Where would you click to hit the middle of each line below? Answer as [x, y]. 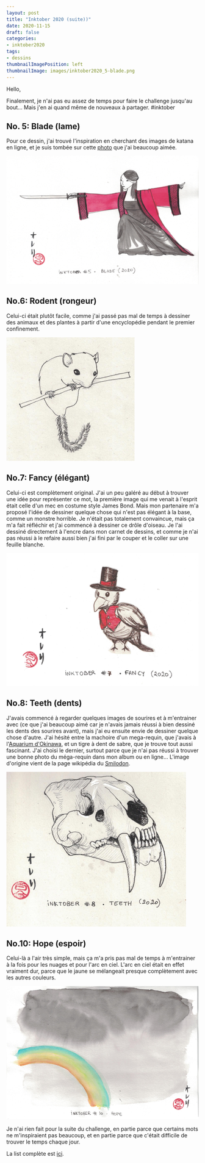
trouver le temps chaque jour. [43, 1142]
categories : [21, 39]
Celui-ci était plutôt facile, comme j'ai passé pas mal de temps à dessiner [98, 316]
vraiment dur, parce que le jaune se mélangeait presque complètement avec [102, 971]
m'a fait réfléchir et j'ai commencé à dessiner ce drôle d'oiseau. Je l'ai [95, 525]
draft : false [23, 32]
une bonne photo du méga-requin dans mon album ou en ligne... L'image [98, 757]
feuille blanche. [26, 544]
